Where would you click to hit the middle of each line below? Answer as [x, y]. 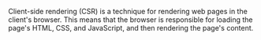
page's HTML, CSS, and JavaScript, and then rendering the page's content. [131, 28]
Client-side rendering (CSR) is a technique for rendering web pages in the [128, 11]
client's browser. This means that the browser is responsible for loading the [130, 20]
